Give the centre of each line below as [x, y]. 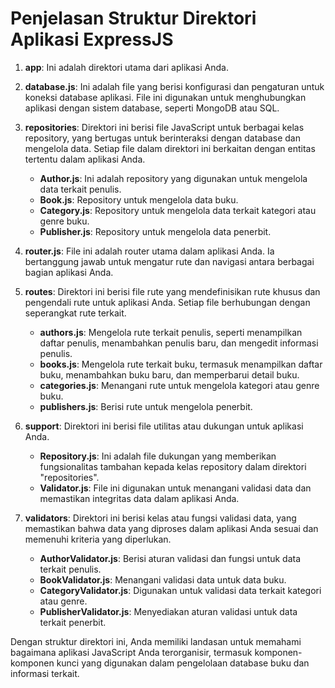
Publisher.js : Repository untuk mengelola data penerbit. [155, 231]
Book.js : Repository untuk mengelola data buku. [139, 199]
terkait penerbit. [73, 622]
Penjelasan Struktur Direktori [133, 18]
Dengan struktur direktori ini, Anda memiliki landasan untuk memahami [156, 641]
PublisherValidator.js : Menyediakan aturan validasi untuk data [168, 611]
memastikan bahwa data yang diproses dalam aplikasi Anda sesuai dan [171, 528]
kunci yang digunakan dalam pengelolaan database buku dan [183, 663]
